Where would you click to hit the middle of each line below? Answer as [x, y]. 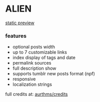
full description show [34, 68]
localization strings [32, 84]
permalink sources [32, 63]
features [16, 36]
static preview [20, 23]
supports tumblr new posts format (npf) [54, 74]
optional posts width [34, 47]
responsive [24, 79]
